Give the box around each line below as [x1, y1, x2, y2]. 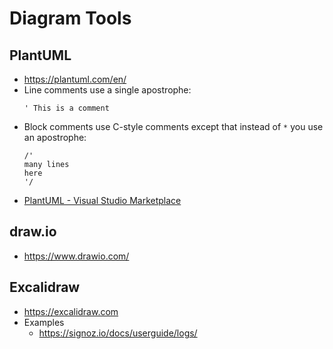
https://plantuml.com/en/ [23, 73, 127, 85]
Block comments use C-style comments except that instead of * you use [23, 121, 324, 132]
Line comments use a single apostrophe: [23, 84, 192, 96]
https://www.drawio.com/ [23, 250, 130, 262]
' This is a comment [23, 103, 110, 113]
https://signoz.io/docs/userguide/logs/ [38, 327, 198, 339]
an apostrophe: [23, 132, 87, 143]
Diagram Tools [9, 7, 132, 30]
